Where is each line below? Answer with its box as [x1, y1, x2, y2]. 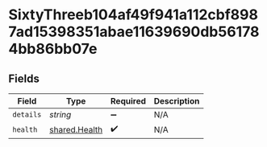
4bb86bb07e [8, 40, 98, 58]
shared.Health [49, 124, 103, 135]
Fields [8, 71, 40, 85]
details [12, 110, 42, 119]
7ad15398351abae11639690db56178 [8, 22, 260, 41]
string [49, 109, 72, 120]
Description [153, 96, 200, 106]
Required [110, 96, 147, 106]
